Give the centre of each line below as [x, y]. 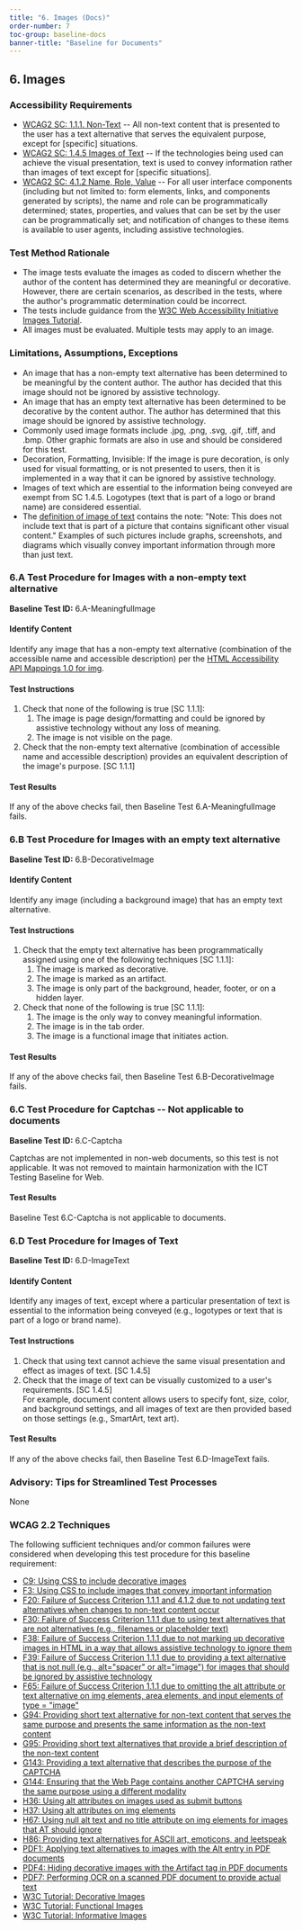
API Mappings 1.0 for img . [57, 669]
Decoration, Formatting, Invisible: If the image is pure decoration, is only [155, 459]
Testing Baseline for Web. [57, 1177]
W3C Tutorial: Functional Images [83, 1906]
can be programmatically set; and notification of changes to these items [155, 220]
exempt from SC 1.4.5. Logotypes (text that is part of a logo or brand [149, 497]
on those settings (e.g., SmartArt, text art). [101, 1418]
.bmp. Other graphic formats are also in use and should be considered [152, 440]
